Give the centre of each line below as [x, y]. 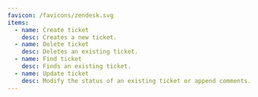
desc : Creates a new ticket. [69, 37]
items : [18, 23]
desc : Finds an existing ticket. [77, 66]
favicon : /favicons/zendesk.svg [60, 15]
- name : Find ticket [48, 59]
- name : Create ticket [52, 30]
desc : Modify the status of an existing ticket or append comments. [136, 81]
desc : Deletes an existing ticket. [80, 52]
